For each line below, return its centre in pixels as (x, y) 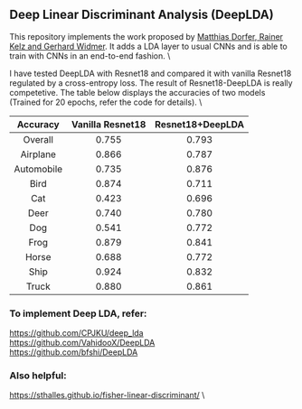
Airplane (38, 154)
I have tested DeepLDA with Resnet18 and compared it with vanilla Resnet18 (151, 73)
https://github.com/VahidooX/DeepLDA (82, 343)
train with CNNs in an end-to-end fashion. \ (90, 56)
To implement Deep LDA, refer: (78, 313)
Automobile (38, 169)
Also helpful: (38, 376)
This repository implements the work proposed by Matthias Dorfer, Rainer (146, 36)
